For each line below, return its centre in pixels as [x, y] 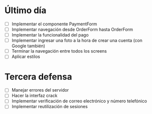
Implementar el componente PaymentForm [54, 24]
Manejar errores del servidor [40, 90]
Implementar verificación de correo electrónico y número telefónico [79, 101]
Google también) [28, 46]
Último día [25, 10]
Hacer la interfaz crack [34, 95]
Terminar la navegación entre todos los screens [59, 51]
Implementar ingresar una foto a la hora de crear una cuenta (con [77, 40]
